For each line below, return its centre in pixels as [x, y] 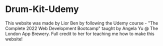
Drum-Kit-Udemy [42, 9]
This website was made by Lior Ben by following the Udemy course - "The [82, 23]
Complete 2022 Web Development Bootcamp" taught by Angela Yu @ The [82, 28]
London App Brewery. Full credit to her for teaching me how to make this [80, 33]
